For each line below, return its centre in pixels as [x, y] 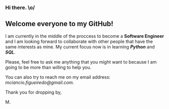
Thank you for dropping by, [34, 92]
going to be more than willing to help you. [48, 67]
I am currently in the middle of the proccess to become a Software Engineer [85, 36]
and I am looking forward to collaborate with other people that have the [79, 41]
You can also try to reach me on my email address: [58, 77]
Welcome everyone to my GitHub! [59, 24]
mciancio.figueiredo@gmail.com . [40, 82]
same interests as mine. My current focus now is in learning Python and [80, 46]
